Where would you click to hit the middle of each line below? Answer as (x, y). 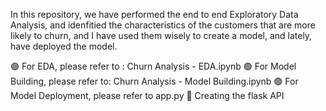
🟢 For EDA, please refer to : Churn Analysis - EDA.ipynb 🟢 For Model (153, 66)
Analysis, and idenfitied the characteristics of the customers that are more (163, 25)
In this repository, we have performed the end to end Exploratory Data (154, 14)
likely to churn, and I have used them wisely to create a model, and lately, (161, 35)
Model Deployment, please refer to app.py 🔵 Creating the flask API (147, 95)
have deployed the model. (64, 46)
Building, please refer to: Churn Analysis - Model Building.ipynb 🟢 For (154, 81)
